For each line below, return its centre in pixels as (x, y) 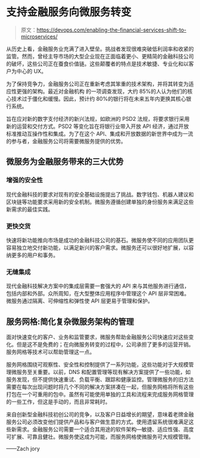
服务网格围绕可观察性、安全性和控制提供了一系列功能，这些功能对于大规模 (97, 364)
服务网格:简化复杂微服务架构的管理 (70, 321)
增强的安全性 (25, 180)
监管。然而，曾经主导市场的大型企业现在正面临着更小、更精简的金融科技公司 (100, 56)
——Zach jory (23, 449)
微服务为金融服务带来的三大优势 (65, 162)
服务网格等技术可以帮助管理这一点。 (51, 352)
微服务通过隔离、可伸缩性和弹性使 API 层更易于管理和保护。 (80, 301)
